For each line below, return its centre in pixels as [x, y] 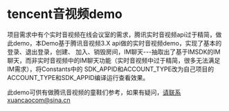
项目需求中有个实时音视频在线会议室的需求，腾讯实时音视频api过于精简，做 [114, 34]
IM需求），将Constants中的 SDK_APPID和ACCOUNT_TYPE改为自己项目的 [111, 69]
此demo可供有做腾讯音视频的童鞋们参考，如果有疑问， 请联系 [94, 92]
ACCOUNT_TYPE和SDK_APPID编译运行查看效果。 [78, 77]
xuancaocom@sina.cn [39, 100]
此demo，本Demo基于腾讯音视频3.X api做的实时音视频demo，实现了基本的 [114, 43]
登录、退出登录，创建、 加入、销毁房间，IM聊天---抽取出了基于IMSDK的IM [114, 52]
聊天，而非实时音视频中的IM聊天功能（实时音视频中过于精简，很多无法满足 [114, 60]
